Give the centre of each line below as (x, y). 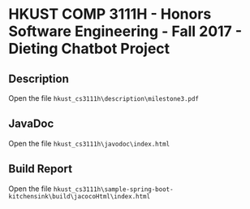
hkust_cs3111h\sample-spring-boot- (113, 189)
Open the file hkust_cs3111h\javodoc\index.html (89, 143)
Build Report (41, 169)
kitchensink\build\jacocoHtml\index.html (80, 196)
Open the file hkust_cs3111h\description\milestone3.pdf (104, 98)
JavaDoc (31, 124)
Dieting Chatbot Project (89, 49)
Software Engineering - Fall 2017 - (125, 31)
